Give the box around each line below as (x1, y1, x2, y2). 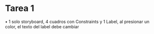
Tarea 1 (5, 3, 34, 14)
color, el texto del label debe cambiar (5, 23, 79, 29)
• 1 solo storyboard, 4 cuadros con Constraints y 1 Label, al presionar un (5, 19, 150, 24)
